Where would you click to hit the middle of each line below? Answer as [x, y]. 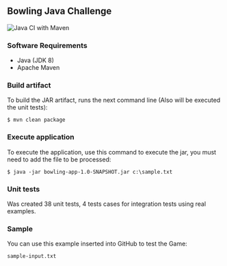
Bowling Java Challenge [59, 11]
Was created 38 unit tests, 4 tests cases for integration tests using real [107, 204]
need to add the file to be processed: [59, 159]
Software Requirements [47, 45]
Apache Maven [38, 68]
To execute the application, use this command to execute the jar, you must [112, 152]
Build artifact [29, 85]
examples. [22, 211]
